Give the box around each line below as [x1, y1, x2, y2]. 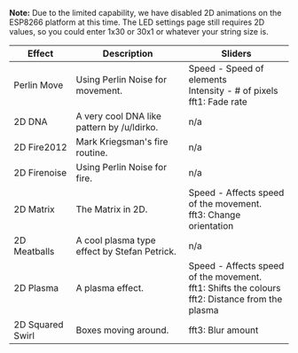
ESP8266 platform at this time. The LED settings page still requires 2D [9, 17, 265, 27]
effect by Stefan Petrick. [75, 246, 177, 257]
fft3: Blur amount [188, 324, 259, 336]
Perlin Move [13, 79, 64, 91]
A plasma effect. [75, 282, 145, 294]
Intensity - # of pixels [188, 84, 278, 97]
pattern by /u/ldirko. [75, 122, 159, 133]
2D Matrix [13, 203, 55, 216]
